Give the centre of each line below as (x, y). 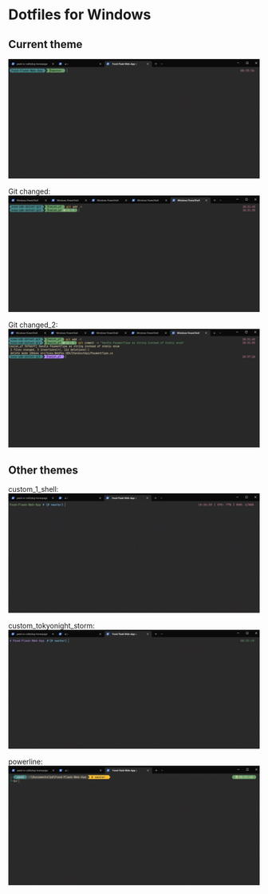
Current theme (45, 44)
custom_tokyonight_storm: (52, 625)
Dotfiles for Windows (80, 15)
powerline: (26, 761)
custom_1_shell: (33, 489)
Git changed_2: (33, 325)
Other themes (43, 470)
